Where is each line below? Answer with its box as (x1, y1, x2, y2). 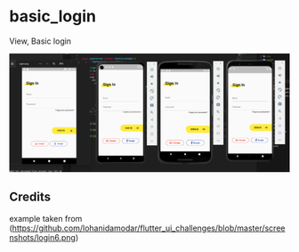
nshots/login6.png (9, 232, 76, 242)
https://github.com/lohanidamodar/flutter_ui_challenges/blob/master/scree (12, 223, 286, 233)
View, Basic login (9, 36, 72, 46)
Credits (9, 190, 52, 205)
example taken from (9, 213, 83, 224)
